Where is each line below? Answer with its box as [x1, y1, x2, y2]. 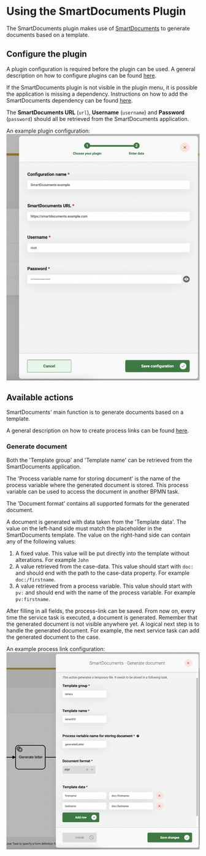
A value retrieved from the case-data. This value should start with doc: [15, 562, 194, 570]
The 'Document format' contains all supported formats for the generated [6, 499, 190, 507]
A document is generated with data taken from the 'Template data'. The [6, 518, 187, 526]
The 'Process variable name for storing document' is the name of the [6, 475, 181, 482]
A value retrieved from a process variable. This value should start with [15, 582, 193, 589]
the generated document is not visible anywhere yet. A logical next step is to [6, 620, 200, 628]
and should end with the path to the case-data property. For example [15, 569, 190, 577]
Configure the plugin [6, 49, 87, 60]
